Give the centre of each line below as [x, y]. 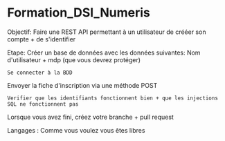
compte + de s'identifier [42, 39]
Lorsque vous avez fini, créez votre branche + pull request [91, 117]
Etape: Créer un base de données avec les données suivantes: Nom [104, 53]
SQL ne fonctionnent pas [43, 104]
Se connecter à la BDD [40, 73]
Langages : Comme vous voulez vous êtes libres [76, 130]
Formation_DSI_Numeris [79, 13]
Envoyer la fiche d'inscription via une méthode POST [82, 85]
